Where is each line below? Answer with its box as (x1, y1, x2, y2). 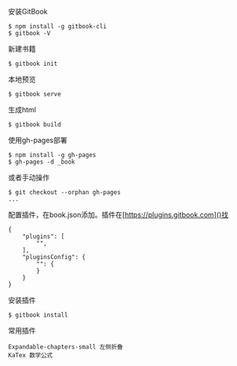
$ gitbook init (8, 60, 58, 68)
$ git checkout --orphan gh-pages (8, 188, 122, 196)
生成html (8, 105, 37, 114)
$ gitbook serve (8, 90, 61, 98)
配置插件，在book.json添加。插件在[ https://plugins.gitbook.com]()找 (8, 210, 229, 219)
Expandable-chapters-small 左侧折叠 (8, 343, 123, 351)
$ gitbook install (8, 311, 68, 319)
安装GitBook (8, 7, 49, 16)
